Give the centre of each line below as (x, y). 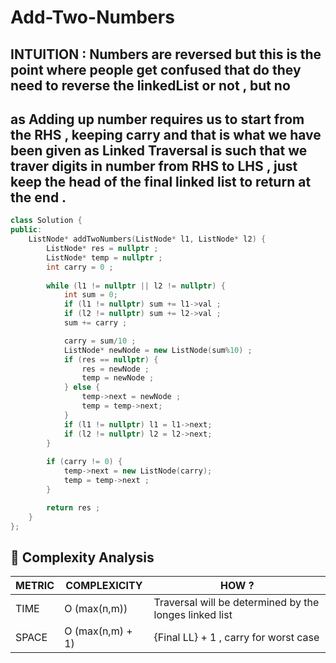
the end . (38, 197)
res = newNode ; (115, 369)
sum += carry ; (95, 323)
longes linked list (193, 615)
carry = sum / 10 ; (100, 341)
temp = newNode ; (118, 378)
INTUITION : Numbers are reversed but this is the (166, 54)
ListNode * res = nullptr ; (102, 249)
